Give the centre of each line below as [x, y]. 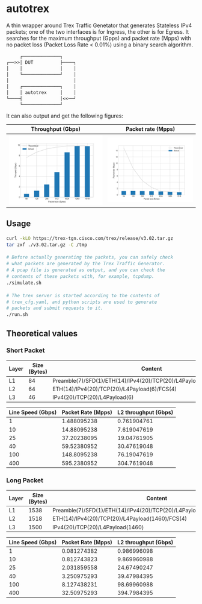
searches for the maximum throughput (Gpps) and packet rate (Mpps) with [99, 38]
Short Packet [26, 350]
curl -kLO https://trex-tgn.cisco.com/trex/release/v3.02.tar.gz [90, 238]
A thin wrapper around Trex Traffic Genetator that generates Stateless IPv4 [99, 25]
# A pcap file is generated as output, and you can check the [86, 270]
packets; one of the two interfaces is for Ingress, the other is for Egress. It [98, 31]
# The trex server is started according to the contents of [83, 295]
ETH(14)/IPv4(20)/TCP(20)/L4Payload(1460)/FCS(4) [120, 519]
